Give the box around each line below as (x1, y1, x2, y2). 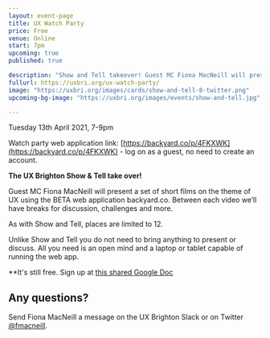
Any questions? (8, 291, 89, 304)
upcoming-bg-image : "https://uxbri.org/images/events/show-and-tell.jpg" (8, 93, 261, 101)
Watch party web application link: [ (8, 138, 124, 148)
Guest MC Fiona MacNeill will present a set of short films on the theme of (8, 187, 252, 196)
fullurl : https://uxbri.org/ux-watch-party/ (8, 78, 160, 87)
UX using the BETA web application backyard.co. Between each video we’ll (8, 195, 257, 205)
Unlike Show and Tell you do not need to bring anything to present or (8, 235, 237, 245)
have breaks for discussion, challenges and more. (8, 204, 174, 213)
